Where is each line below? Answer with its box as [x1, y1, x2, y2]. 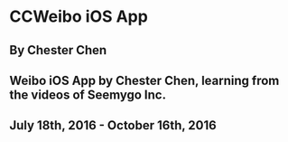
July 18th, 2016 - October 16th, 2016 [9, 118, 217, 133]
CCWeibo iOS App [9, 6, 149, 27]
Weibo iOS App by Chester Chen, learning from [9, 72, 280, 88]
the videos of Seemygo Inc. [9, 87, 167, 102]
